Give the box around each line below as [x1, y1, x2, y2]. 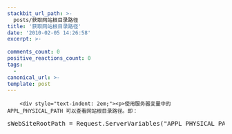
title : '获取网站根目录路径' [7, 23, 81, 30]
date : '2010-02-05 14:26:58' [7, 29, 91, 36]
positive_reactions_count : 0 [7, 55, 91, 62]
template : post [7, 80, 51, 87]
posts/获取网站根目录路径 [13, 16, 79, 23]
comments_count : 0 [7, 49, 60, 56]
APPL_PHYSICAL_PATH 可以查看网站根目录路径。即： [7, 108, 138, 115]
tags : [7, 61, 23, 68]
